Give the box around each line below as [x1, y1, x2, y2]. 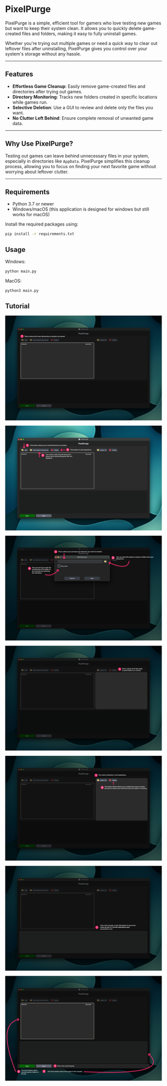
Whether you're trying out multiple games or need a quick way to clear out [5, 40, 158, 46]
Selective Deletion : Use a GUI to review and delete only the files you [12, 104, 153, 110]
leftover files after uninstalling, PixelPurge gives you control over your [5, 45, 148, 51]
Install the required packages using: [5, 221, 79, 227]
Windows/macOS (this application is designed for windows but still [12, 206, 149, 213]
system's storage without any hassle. [5, 51, 82, 57]
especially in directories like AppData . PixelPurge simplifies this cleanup [5, 158, 150, 164]
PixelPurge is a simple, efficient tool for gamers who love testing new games [5, 20, 162, 26]
